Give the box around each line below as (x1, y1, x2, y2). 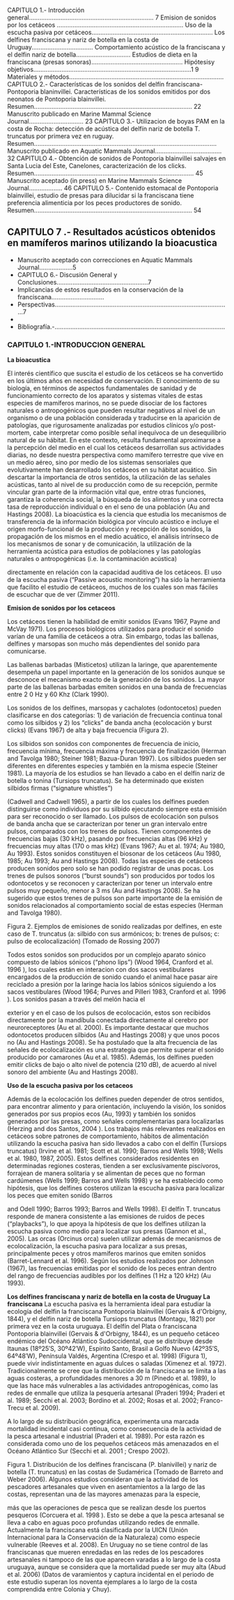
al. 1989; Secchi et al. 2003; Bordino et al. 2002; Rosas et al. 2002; (7, 1396, 199, 1405)
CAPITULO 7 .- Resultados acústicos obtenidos (7, 226, 216, 238)
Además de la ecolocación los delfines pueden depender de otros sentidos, (7, 1095, 224, 1103)
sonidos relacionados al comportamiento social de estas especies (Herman (7, 902, 224, 910)
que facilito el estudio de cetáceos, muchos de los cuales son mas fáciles (7, 583, 219, 592)
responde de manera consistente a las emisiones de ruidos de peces (7, 1212, 205, 1220)
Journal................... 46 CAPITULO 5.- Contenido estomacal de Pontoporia (7, 184, 219, 192)
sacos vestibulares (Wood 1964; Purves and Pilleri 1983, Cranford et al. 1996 (7, 987, 226, 996)
